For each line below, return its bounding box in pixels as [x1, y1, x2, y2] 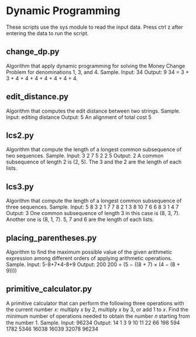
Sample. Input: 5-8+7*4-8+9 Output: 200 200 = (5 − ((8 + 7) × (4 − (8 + [6, 261, 180, 268]
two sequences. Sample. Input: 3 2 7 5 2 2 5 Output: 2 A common [6, 152, 164, 159]
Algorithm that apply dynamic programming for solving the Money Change [6, 62, 185, 69]
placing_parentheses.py [6, 233, 97, 243]
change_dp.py [6, 47, 60, 57]
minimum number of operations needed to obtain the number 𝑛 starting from [6, 312, 190, 319]
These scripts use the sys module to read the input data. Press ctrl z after [6, 23, 183, 30]
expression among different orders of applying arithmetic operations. [6, 255, 173, 261]
